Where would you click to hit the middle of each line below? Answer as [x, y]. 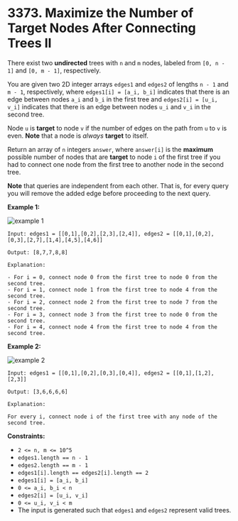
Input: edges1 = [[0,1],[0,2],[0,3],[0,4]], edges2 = [89, 373]
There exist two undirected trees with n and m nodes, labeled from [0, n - [116, 62]
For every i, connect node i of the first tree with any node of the [113, 417]
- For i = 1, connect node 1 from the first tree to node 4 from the [113, 290]
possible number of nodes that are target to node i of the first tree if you [114, 157]
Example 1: [24, 207]
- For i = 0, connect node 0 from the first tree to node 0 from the [113, 277]
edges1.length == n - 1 [53, 458]
